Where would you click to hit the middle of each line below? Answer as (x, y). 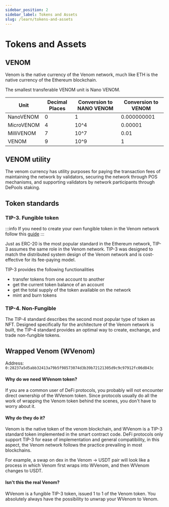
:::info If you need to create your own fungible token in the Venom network (82, 228)
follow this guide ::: (25, 234)
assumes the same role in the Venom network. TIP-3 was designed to (81, 249)
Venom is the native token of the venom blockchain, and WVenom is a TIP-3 (84, 429)
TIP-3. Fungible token (32, 218)
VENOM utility (28, 159)
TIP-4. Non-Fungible (31, 308)
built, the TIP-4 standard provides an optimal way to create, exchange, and (83, 330)
